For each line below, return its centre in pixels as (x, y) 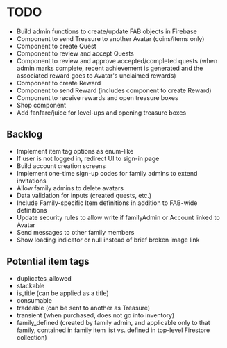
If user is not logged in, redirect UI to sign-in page (88, 158)
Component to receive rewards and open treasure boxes (97, 97)
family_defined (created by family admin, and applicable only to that (113, 322)
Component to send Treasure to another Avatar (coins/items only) (110, 38)
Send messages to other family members (75, 232)
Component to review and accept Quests (75, 53)
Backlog (25, 134)
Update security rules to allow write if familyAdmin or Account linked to (118, 217)
